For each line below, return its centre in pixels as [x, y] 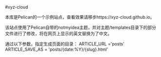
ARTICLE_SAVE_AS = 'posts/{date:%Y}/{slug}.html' [57, 49]
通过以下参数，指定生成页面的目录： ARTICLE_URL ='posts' [65, 44]
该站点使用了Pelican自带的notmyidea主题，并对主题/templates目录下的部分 [81, 27]
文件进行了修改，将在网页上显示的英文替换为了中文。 [59, 33]
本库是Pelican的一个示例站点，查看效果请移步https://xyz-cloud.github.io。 [80, 17]
